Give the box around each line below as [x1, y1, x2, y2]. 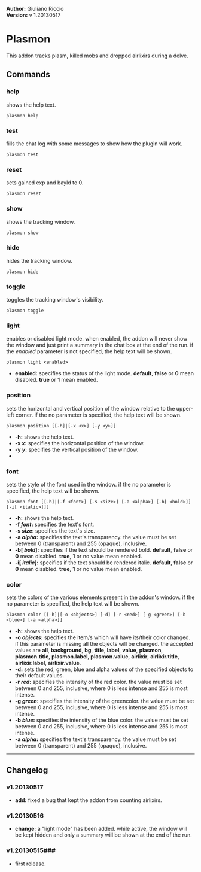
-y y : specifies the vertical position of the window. [14, 446, 139, 453]
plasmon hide [6, 269, 39, 275]
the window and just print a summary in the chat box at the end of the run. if [6, 341, 194, 349]
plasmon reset [6, 191, 42, 197]
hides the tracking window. [6, 257, 73, 264]
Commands [6, 69, 51, 80]
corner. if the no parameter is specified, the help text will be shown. [15, 411, 182, 418]
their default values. [14, 672, 65, 679]
